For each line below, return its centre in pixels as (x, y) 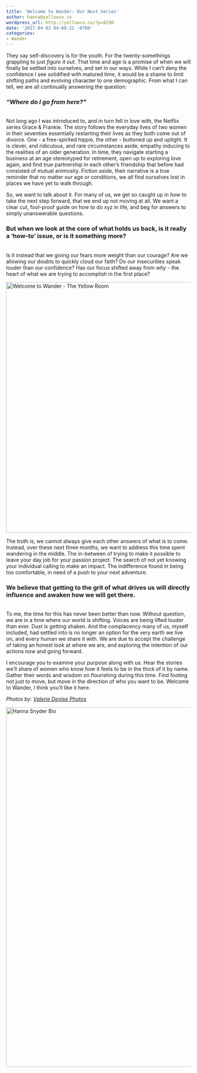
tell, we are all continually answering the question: (67, 87)
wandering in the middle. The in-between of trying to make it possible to (93, 553)
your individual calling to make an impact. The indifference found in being (95, 566)
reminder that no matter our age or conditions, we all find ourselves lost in (96, 177)
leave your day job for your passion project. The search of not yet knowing (96, 560)
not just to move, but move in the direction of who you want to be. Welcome (98, 681)
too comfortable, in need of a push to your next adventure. (77, 572)
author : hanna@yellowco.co (39, 17)
